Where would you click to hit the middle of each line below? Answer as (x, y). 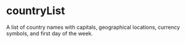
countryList (36, 11)
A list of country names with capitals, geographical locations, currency (93, 27)
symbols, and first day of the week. (50, 33)
